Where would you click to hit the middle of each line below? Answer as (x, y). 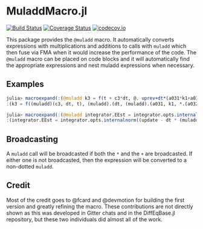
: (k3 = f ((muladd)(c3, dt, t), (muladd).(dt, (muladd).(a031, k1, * (94, 104)
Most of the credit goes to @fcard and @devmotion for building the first (95, 200)
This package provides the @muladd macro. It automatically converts (90, 39)
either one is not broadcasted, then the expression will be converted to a (97, 160)
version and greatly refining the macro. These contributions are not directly (100, 206)
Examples (25, 84)
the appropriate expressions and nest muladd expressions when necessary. (100, 65)
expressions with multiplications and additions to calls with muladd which (96, 46)
